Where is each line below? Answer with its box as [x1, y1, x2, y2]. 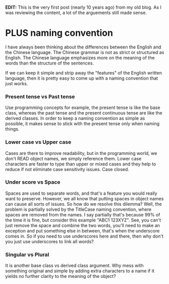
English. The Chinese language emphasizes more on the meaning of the [5, 54, 155, 61]
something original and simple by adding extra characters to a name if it [5, 268, 155, 274]
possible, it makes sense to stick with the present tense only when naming [5, 121, 160, 127]
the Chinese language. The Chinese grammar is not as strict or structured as [5, 49, 164, 55]
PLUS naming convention [5, 27, 114, 39]
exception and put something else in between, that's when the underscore [5, 228, 160, 234]
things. [5, 126, 20, 132]
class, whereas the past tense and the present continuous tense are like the [5, 110, 162, 116]
